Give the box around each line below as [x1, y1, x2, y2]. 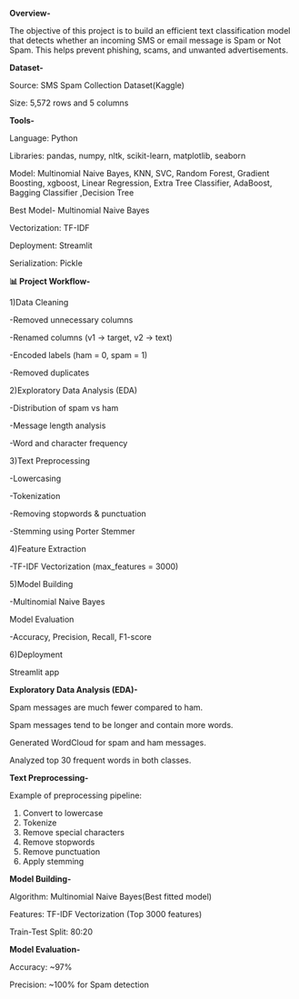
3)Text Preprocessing [9, 455, 91, 466]
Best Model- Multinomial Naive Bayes [9, 205, 150, 215]
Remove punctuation [22, 846, 101, 857]
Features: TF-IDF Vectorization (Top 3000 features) [9, 909, 203, 919]
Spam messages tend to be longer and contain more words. [9, 720, 234, 730]
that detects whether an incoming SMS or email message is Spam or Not [9, 35, 282, 45]
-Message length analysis [9, 420, 106, 431]
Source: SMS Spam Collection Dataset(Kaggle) [9, 80, 184, 90]
